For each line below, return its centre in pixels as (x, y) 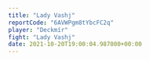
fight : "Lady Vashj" (42, 37)
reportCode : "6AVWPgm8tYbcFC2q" (61, 23)
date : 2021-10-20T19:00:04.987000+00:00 (75, 44)
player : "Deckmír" (38, 30)
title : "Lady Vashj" (42, 15)
